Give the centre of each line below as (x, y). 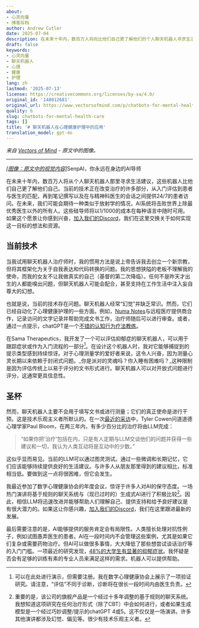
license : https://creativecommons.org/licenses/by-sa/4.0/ (81, 94)
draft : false (22, 45)
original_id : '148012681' (38, 100)
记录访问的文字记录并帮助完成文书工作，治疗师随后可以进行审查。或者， (105, 318)
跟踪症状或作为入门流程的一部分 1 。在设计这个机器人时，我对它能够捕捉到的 (98, 345)
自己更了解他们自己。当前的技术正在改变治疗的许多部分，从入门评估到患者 (102, 188)
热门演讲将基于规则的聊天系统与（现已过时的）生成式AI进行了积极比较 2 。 (96, 494)
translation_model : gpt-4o (39, 133)
